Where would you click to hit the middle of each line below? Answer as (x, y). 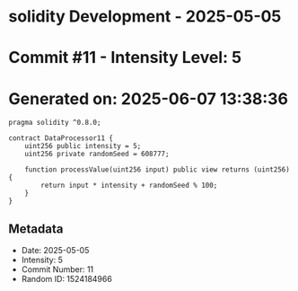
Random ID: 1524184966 (67, 279)
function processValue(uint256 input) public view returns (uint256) (158, 170)
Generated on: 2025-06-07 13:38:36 (149, 98)
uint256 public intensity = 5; (83, 146)
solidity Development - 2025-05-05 (145, 17)
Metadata (36, 229)
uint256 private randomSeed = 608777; (97, 154)
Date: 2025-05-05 (55, 251)
